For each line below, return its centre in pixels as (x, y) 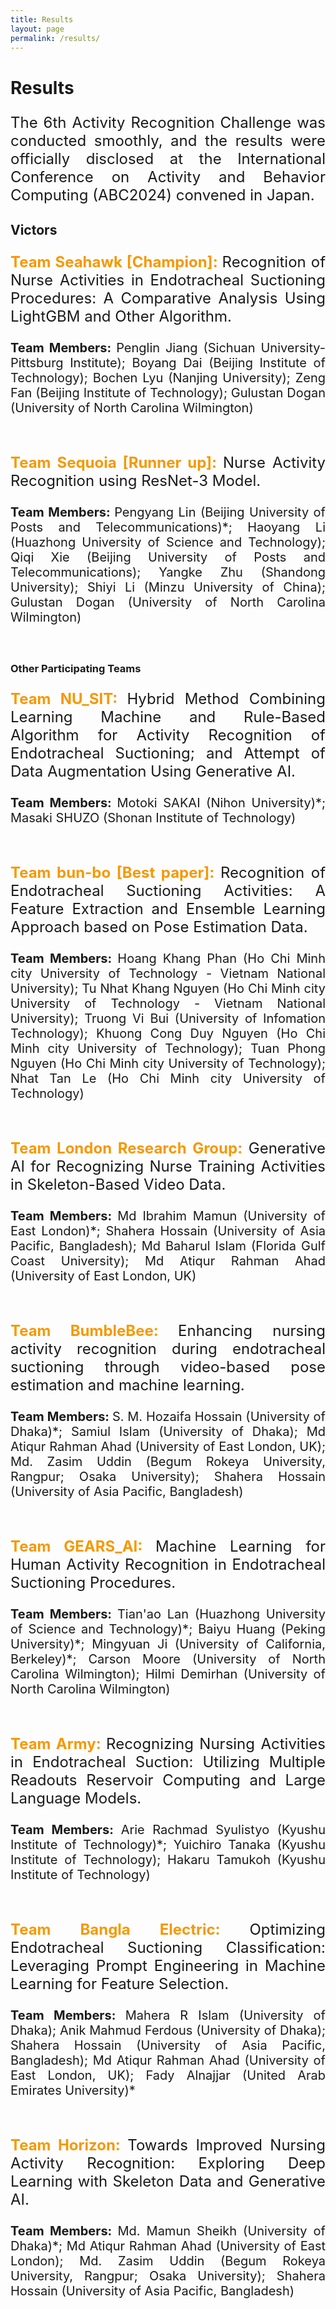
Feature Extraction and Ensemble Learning (168, 908)
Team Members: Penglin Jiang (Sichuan (133, 347)
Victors (34, 229)
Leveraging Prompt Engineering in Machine (168, 1965)
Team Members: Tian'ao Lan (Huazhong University (168, 1614)
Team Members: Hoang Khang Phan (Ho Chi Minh (168, 958)
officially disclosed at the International (168, 158)
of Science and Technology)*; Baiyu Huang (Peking (168, 1629)
